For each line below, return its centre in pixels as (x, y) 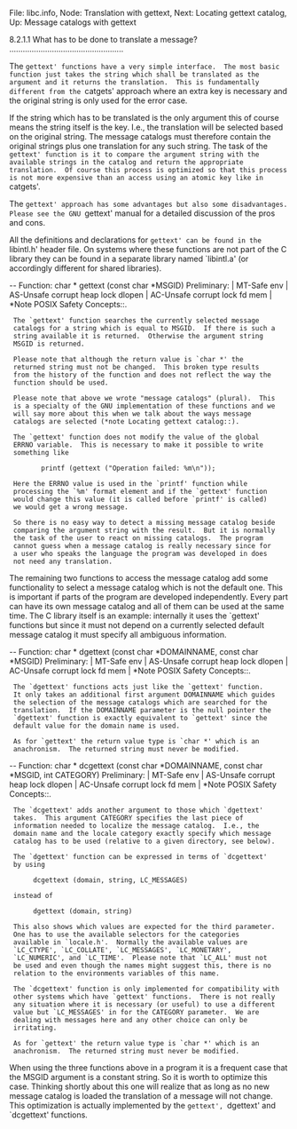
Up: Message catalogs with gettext (73, 22)
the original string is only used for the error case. (98, 100)
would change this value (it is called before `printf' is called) (140, 499)
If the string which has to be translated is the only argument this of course (144, 118)
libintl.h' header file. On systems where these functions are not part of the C (148, 249)
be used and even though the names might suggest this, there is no (142, 966)
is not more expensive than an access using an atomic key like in (137, 178)
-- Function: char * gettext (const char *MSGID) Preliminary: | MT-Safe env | (149, 285)
